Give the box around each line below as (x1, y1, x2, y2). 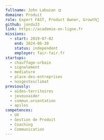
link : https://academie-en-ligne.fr (5, 27, 83, 32)
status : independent (14, 46, 58, 51)
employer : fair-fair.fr (14, 50, 65, 55)
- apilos (10, 103, 29, 108)
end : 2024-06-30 (14, 41, 49, 46)
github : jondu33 (5, 22, 40, 27)
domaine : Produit (5, 12, 42, 17)
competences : (5, 108, 33, 113)
